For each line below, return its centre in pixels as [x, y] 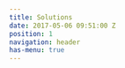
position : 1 [31, 34]
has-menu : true [37, 50]
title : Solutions [41, 17]
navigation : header [45, 42]
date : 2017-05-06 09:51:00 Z [62, 26]
